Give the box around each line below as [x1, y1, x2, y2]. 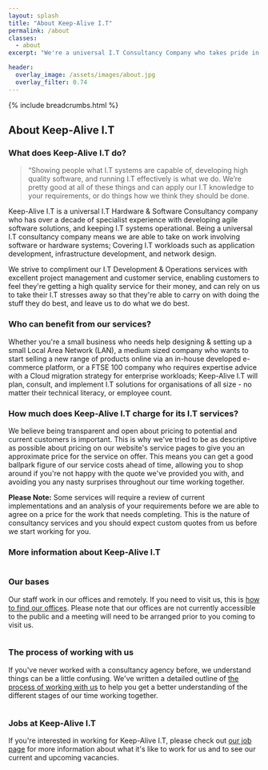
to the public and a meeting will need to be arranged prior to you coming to [8, 612, 256, 621]
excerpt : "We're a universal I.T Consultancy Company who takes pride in [8, 49, 260, 57]
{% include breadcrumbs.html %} [8, 100, 118, 110]
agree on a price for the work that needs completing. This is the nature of [8, 509, 250, 519]
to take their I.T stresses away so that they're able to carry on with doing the [8, 290, 260, 300]
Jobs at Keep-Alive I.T [8, 717, 96, 728]
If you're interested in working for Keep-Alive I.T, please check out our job [8, 736, 252, 745]
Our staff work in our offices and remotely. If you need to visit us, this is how [8, 594, 260, 604]
